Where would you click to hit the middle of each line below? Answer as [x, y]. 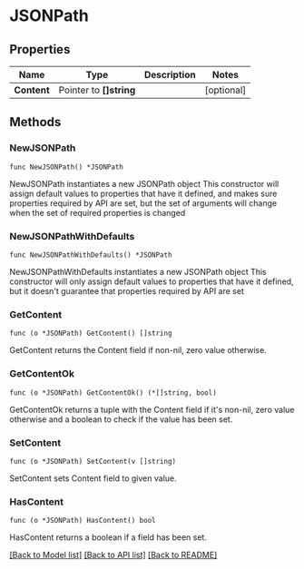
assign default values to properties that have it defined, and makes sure [143, 193]
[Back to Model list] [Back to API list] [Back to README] [113, 555]
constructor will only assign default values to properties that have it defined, [152, 281]
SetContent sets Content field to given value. [93, 478]
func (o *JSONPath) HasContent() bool [83, 521]
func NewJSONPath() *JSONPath [67, 167]
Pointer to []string [97, 90]
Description [170, 75]
